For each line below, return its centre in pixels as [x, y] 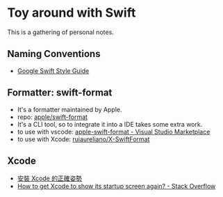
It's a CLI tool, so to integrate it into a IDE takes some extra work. [110, 124]
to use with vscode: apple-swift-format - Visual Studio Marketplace [114, 132]
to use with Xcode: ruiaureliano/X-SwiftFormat [83, 139]
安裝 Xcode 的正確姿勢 [49, 178]
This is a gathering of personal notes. [61, 32]
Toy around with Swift [72, 13]
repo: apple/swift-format [52, 117]
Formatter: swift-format [60, 93]
